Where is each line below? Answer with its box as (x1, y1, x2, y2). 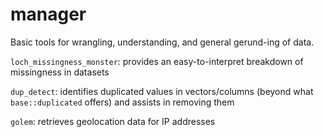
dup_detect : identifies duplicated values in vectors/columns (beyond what (10, 85, 314, 97)
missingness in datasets (10, 66, 110, 78)
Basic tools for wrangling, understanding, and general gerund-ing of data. (10, 36, 315, 48)
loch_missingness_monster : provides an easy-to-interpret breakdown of (10, 55, 304, 67)
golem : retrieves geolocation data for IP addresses (10, 115, 216, 127)
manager (10, 3, 87, 26)
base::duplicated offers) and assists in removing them (10, 96, 235, 108)
